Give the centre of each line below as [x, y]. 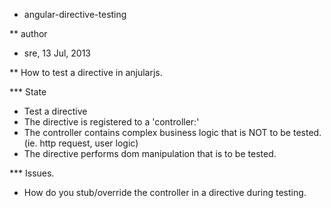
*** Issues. [32, 173]
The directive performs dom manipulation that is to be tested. [150, 153]
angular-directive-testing [75, 14]
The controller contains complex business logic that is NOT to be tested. [172, 132]
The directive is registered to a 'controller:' [111, 122]
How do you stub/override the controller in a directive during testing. [165, 192]
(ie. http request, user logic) [81, 143]
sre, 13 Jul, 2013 [57, 53]
